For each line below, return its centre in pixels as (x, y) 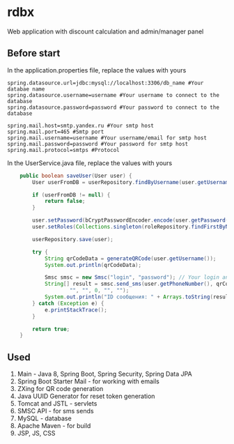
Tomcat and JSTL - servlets (57, 404)
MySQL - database (44, 418)
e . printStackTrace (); (76, 310)
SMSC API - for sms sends (55, 411)
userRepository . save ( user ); (73, 239)
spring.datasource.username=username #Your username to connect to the (113, 95)
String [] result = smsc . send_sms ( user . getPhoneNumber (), (129, 284)
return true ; (51, 329)
